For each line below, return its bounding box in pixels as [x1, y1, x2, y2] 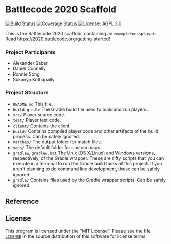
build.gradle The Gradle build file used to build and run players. [12, 106, 148, 112]
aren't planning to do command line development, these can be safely [12, 166, 160, 172]
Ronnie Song [12, 71, 40, 77]
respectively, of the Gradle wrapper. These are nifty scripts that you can [12, 155, 164, 161]
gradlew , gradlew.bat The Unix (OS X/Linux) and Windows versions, [12, 150, 156, 156]
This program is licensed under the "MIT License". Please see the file [5, 228, 151, 234]
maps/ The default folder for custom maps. [12, 144, 102, 150]
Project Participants [5, 48, 56, 56]
